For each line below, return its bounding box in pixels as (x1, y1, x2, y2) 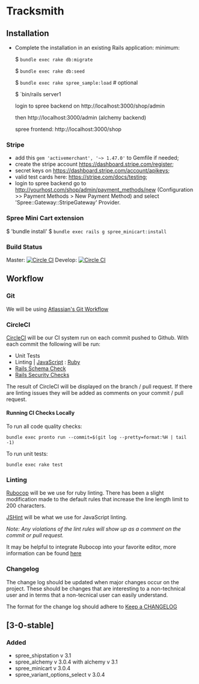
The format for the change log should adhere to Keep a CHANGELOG (6, 603, 177, 610)
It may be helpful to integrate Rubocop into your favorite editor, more (6, 543, 176, 551)
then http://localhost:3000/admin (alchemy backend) (14, 114, 147, 121)
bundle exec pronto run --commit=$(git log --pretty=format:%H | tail (6, 435, 187, 441)
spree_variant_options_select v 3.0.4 (14, 671, 105, 679)
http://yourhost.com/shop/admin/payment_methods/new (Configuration (14, 186, 194, 194)
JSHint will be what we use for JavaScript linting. (6, 514, 127, 521)
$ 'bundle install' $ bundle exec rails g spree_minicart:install (6, 227, 167, 235)
